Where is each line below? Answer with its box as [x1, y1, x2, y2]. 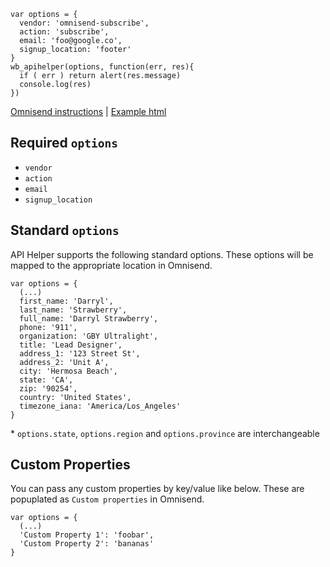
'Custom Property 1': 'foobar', [19, 530, 155, 540]
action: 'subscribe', [19, 27, 110, 37]
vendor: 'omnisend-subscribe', [19, 18, 150, 28]
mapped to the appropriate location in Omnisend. [10, 259, 213, 271]
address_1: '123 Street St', [19, 348, 141, 359]
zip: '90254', [19, 383, 78, 394]
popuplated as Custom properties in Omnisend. [10, 493, 205, 505]
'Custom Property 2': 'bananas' [19, 539, 155, 549]
